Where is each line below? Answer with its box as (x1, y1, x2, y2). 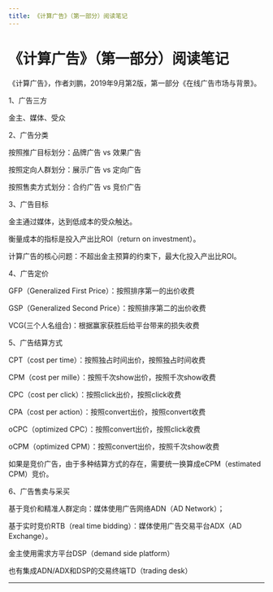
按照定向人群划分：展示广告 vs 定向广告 (8, 164, 142, 174)
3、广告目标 (8, 199, 49, 208)
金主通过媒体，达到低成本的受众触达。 (8, 217, 136, 226)
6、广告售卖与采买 (8, 486, 71, 496)
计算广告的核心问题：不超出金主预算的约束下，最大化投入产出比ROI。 (8, 251, 241, 261)
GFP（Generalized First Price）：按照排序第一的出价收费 (8, 286, 195, 296)
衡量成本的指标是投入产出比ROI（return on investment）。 (8, 234, 201, 243)
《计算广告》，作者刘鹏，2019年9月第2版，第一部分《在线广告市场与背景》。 (8, 78, 262, 88)
